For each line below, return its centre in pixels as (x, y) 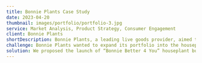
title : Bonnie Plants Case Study (48, 12)
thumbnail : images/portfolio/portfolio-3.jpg (64, 23)
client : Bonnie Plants (35, 34)
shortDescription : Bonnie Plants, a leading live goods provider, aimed (99, 40)
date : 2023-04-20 (28, 17)
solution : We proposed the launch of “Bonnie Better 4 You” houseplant (98, 51)
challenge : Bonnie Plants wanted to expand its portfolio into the (93, 46)
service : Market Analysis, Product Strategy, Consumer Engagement (91, 28)
